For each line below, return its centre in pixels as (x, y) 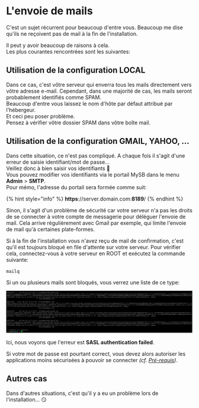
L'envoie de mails (49, 11)
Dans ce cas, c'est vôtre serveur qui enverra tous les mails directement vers (99, 84)
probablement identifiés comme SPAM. (54, 97)
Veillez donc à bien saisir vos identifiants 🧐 (58, 168)
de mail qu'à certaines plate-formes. (51, 229)
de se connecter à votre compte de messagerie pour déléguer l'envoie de (96, 216)
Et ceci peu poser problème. (41, 116)
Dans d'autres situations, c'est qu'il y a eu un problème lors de (82, 393)
